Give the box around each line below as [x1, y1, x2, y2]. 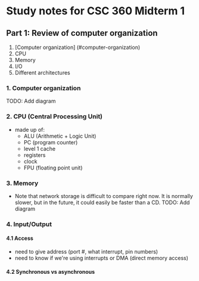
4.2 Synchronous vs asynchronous [6, 268, 95, 275]
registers [23, 151, 46, 159]
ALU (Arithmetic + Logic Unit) [23, 132, 97, 140]
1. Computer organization [6, 84, 81, 92]
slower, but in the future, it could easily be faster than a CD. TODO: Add [14, 199, 190, 206]
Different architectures [14, 69, 70, 76]
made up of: [14, 126, 45, 133]
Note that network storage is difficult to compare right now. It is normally [14, 192, 194, 199]
